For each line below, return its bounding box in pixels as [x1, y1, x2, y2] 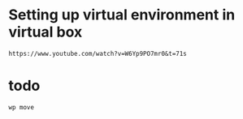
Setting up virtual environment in [8, 6, 236, 24]
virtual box [8, 23, 83, 41]
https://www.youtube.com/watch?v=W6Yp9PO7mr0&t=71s [8, 49, 187, 57]
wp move [8, 103, 35, 111]
